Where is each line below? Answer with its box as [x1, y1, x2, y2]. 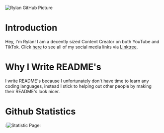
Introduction [5, 22, 58, 33]
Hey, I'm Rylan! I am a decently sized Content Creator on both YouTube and [5, 38, 160, 44]
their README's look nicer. [5, 88, 60, 94]
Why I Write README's [5, 61, 102, 73]
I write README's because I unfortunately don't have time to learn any [5, 78, 149, 84]
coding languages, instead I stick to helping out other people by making [5, 83, 152, 89]
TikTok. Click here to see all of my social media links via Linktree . [5, 44, 138, 50]
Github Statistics [5, 106, 76, 117]
